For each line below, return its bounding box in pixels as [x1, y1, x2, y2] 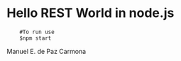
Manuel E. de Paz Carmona [6, 47, 87, 55]
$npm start [19, 34, 52, 42]
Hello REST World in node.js [6, 5, 175, 21]
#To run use [19, 28, 55, 35]
